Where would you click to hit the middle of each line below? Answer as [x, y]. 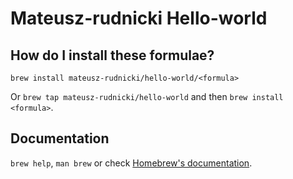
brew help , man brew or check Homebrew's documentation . [131, 163]
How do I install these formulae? [112, 55]
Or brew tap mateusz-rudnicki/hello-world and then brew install [147, 96]
